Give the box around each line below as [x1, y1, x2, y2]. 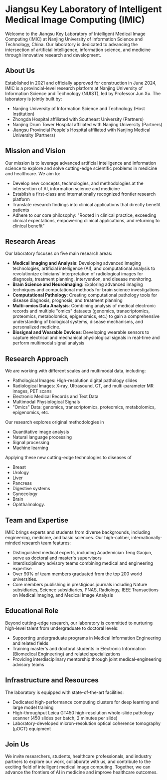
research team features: [21, 540, 71, 546]
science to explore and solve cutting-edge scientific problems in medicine [5, 165, 158, 171]
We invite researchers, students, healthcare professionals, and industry [5, 753, 152, 759]
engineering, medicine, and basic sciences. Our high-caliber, [5, 535, 131, 540]
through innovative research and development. [5, 52, 101, 58]
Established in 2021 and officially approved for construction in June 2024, [5, 80, 157, 86]
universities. [12, 576, 38, 582]
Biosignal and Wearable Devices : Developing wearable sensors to [12, 329, 150, 335]
